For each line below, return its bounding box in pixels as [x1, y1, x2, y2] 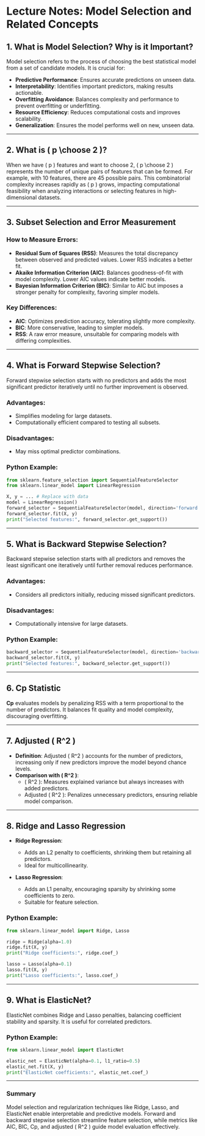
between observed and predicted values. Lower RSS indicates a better [15, 255, 193, 263]
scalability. [15, 115, 43, 122]
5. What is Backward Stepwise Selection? [6, 539, 167, 549]
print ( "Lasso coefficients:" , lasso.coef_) [6, 972, 119, 978]
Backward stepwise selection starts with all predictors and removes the [6, 555, 185, 563]
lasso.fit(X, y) [6, 967, 48, 973]
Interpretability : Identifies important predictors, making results [15, 82, 174, 90]
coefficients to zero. [24, 892, 75, 900]
